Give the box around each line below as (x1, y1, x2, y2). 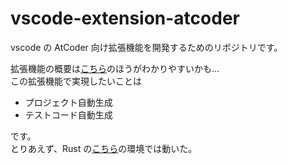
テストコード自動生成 (24, 108, 113, 121)
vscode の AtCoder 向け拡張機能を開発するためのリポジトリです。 (10, 41, 283, 53)
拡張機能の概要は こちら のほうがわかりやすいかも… (10, 62, 220, 74)
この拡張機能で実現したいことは (10, 75, 142, 87)
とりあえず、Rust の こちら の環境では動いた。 (10, 142, 198, 154)
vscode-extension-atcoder (10, 7, 240, 30)
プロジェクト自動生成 (24, 96, 113, 108)
